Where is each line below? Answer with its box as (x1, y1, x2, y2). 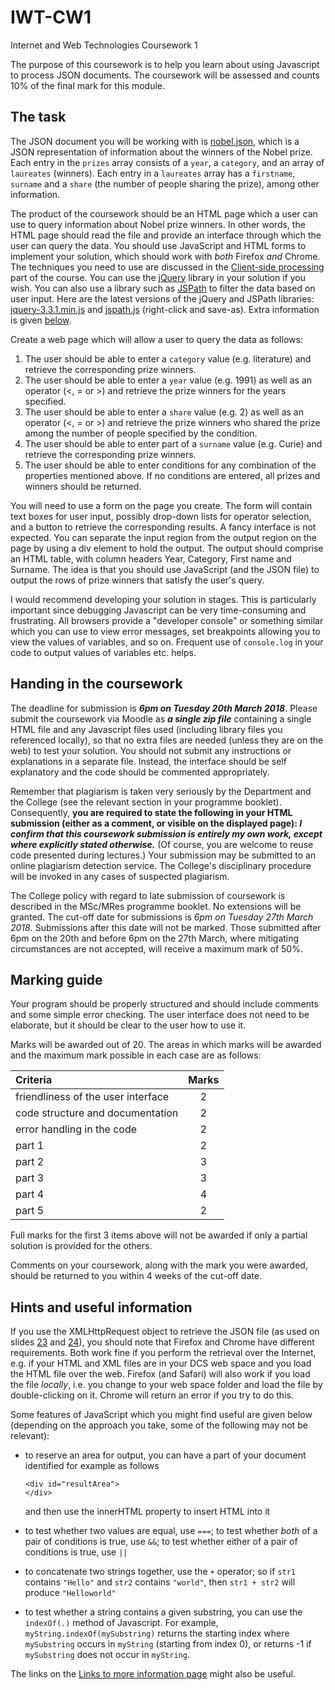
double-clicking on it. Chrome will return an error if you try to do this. (10, 1389, 294, 1401)
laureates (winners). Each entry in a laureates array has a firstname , (10, 167, 296, 179)
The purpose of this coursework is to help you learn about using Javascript (10, 58, 320, 70)
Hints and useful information (10, 1299, 193, 1316)
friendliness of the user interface (15, 1090, 170, 1104)
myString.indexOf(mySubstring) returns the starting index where (24, 1627, 290, 1640)
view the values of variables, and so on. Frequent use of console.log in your (10, 636, 324, 648)
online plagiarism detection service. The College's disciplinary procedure (10, 859, 312, 871)
